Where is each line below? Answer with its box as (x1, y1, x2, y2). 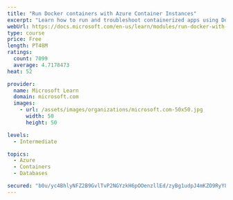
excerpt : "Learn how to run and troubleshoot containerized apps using (7, 17, 218, 24)
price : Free (7, 36, 42, 43)
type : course (7, 29, 45, 37)
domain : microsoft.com (13, 93, 79, 100)
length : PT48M (7, 42, 49, 49)
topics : (7, 150, 30, 158)
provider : (7, 80, 36, 87)
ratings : (7, 49, 33, 56)
